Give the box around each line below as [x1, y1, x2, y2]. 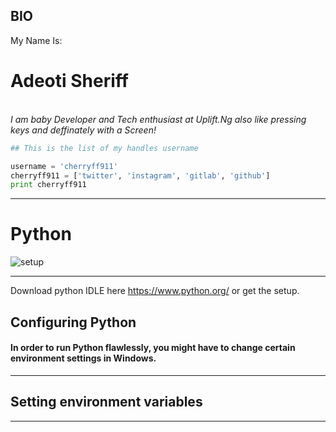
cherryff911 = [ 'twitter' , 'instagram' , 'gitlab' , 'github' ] [10, 170, 271, 181]
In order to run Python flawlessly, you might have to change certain [10, 342, 296, 354]
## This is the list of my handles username [10, 143, 199, 153]
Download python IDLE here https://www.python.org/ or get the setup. [10, 285, 300, 297]
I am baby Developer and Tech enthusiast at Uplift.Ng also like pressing [10, 113, 307, 125]
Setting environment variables [10, 394, 203, 411]
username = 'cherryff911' [10, 161, 118, 171]
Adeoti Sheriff [10, 70, 129, 92]
